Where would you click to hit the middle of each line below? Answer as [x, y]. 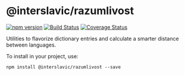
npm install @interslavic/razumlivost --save [63, 67]
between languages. [31, 45]
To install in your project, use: [42, 56]
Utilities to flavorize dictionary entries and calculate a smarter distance [93, 38]
